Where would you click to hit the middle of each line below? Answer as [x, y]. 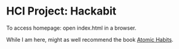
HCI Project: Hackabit [61, 11]
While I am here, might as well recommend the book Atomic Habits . [90, 39]
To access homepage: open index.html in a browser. [71, 28]
